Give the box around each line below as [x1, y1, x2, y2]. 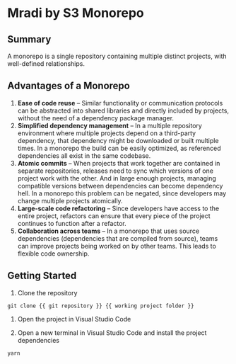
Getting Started [7, 270, 77, 282]
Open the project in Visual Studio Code [17, 314, 131, 323]
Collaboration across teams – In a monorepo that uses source [17, 227, 200, 235]
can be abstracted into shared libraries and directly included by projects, [17, 106, 230, 115]
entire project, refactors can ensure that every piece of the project [17, 211, 211, 220]
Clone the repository [17, 288, 78, 297]
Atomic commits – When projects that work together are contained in [17, 159, 220, 167]
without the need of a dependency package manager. [17, 113, 175, 122]
